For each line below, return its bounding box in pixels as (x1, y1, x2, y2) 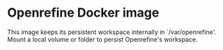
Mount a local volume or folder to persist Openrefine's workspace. (7, 35, 198, 43)
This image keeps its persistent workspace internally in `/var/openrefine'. (7, 28, 217, 36)
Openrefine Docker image (7, 5, 160, 21)
